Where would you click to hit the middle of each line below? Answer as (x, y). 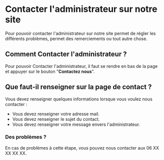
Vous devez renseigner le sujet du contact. (56, 119)
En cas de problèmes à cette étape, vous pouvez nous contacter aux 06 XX (82, 148)
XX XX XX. (16, 153)
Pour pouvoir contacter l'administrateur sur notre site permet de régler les (81, 33)
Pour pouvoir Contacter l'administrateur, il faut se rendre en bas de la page (81, 66)
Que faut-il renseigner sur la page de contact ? (79, 87)
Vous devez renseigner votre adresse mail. (56, 114)
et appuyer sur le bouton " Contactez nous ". (50, 71)
